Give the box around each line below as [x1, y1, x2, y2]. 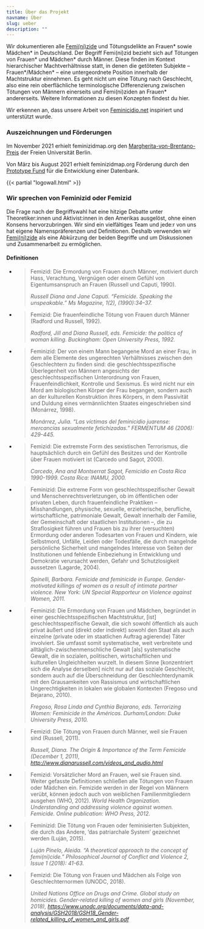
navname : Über [6, 15, 43, 21]
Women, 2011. [30, 595, 66, 602]
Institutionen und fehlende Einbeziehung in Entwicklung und [30, 551, 181, 558]
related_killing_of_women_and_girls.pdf [30, 916, 130, 923]
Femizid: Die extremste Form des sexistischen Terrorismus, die [30, 443, 188, 450]
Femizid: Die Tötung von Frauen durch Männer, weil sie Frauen [30, 728, 188, 735]
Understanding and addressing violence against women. [30, 804, 174, 811]
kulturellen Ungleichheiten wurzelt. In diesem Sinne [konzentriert [30, 659, 193, 666]
